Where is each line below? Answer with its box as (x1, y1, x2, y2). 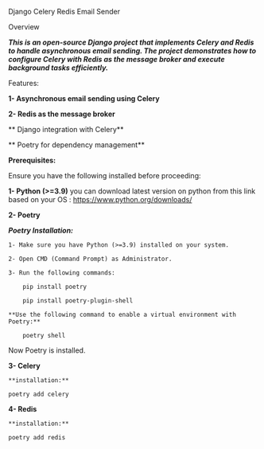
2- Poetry (8, 210, 41, 220)
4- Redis (8, 404, 37, 413)
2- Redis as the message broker (8, 109, 115, 119)
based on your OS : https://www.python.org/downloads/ (8, 195, 192, 204)
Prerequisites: (8, 155, 56, 165)
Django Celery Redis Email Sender (8, 7, 121, 16)
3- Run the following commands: (8, 269, 115, 277)
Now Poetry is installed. (8, 346, 86, 355)
